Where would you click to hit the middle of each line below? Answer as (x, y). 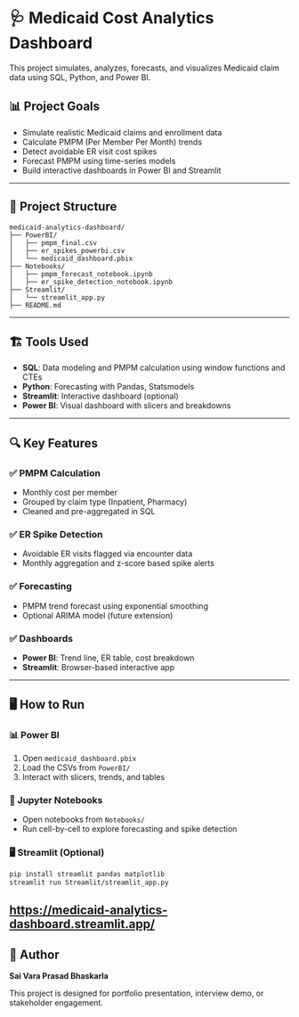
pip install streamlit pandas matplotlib (87, 874)
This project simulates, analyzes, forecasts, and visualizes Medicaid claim (145, 68)
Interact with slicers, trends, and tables (93, 776)
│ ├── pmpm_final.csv (53, 242)
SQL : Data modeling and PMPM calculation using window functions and (154, 368)
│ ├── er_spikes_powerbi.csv (67, 250)
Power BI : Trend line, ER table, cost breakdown (108, 658)
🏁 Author (34, 954)
